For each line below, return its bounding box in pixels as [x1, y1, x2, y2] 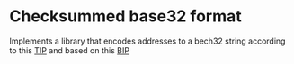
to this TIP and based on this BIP [9, 44, 130, 55]
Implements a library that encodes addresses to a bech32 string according [9, 36, 286, 46]
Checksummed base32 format [9, 6, 242, 27]
